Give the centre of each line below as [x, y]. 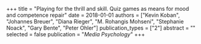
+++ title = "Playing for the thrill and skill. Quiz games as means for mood [98, 9]
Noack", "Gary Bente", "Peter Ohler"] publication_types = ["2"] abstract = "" [101, 28]
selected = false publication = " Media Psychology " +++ [76, 34]
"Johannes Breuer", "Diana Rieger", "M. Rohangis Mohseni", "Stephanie [95, 21]
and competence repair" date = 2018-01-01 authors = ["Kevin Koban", [93, 15]
